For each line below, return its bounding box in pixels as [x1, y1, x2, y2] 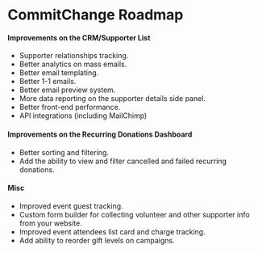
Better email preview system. [19, 85, 116, 95]
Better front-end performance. [19, 103, 121, 112]
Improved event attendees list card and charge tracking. [19, 226, 206, 236]
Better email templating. [19, 68, 99, 78]
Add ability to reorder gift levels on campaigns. [19, 235, 175, 245]
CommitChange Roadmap [7, 6, 184, 24]
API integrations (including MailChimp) [19, 111, 148, 120]
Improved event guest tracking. [19, 200, 123, 211]
